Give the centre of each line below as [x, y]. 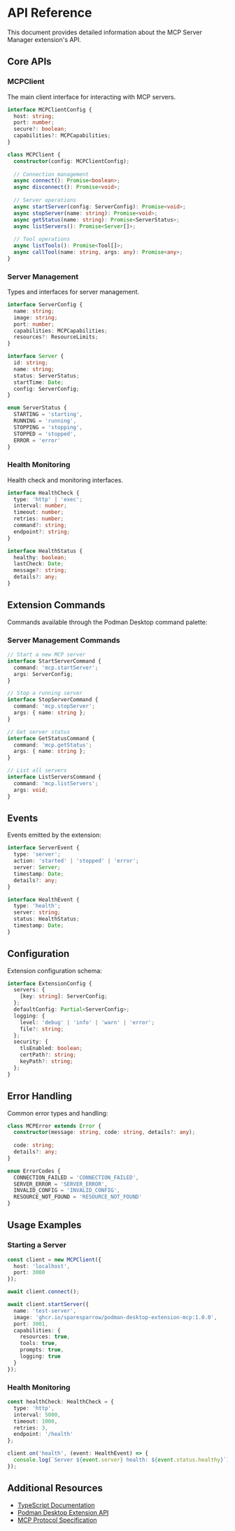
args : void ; [31, 790]
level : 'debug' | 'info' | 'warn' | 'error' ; [87, 1022]
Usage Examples [44, 1225]
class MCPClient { [34, 154]
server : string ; [37, 913]
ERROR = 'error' [37, 440]
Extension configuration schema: [55, 970]
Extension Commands [56, 605]
